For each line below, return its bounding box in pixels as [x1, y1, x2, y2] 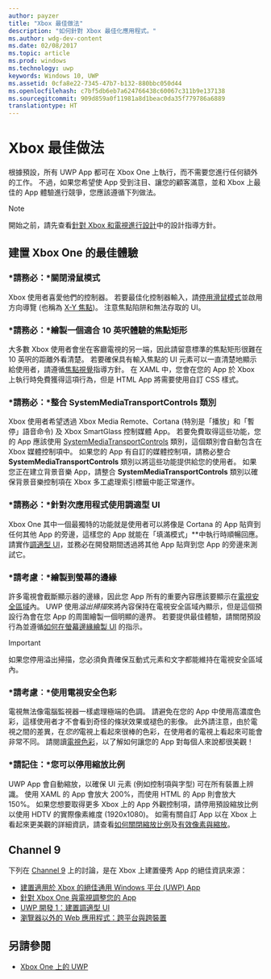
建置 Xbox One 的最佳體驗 [8, 246, 139, 260]
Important [8, 638, 41, 647]
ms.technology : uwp [8, 65, 74, 73]
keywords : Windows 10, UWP [8, 72, 99, 80]
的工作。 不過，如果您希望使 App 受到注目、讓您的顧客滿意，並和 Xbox [8, 178, 245, 187]
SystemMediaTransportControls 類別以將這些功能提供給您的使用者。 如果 [8, 457, 257, 466]
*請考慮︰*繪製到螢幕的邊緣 [8, 571, 117, 583]
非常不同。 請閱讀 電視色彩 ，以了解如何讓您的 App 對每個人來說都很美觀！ [8, 737, 254, 747]
